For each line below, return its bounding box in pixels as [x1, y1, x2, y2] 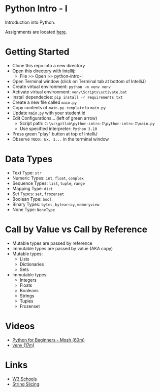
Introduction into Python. [5, 19, 56, 25]
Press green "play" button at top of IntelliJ [12, 131, 97, 136]
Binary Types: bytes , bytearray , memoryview [12, 201, 99, 207]
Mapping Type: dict [12, 185, 53, 191]
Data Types [5, 154, 53, 165]
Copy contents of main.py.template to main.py [12, 104, 106, 110]
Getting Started [5, 46, 70, 57]
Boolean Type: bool [12, 196, 52, 202]
